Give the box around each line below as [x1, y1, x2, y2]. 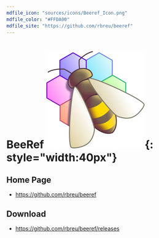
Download [6, 209, 46, 219]
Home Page [6, 174, 52, 185]
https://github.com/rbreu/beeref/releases [15, 225, 120, 232]
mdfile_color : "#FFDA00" [6, 16, 70, 23]
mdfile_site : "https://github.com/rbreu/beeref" [6, 23, 133, 29]
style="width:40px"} [6, 151, 118, 165]
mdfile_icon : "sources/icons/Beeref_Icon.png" [6, 10, 128, 16]
